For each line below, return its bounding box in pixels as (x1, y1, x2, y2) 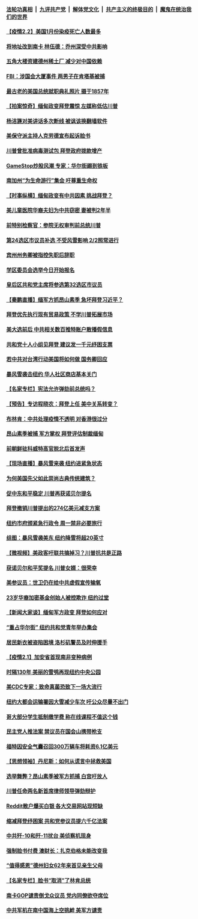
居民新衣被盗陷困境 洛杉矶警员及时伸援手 (6, 639, 108, 646)
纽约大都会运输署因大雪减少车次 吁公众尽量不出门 (6, 698, 129, 705)
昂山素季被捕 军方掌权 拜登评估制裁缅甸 (6, 430, 104, 438)
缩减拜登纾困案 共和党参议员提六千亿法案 (6, 817, 108, 825)
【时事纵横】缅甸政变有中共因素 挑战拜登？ (6, 191, 113, 199)
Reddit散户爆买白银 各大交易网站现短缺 (6, 802, 103, 809)
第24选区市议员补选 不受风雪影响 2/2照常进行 (6, 237, 119, 244)
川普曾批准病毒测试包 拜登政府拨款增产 (6, 147, 103, 154)
